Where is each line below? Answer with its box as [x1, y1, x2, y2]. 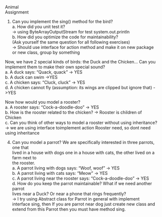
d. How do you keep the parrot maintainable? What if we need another [12, 181, 152, 186]
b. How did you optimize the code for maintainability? [12, 34, 118, 40]
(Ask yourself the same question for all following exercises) [12, 39, 131, 45]
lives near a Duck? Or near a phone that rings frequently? [12, 191, 127, 197]
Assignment [5, 9, 29, 15]
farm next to [12, 155, 37, 160]
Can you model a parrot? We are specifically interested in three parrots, [12, 139, 155, 145]
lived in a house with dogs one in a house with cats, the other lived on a [12, 150, 155, 155]
